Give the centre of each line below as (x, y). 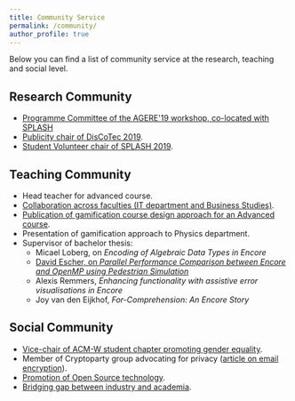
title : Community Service (57, 17)
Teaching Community (70, 174)
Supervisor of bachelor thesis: (77, 243)
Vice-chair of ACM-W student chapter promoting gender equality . (142, 349)
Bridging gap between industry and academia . (107, 387)
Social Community (61, 328)
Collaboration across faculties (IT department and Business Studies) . (148, 205)
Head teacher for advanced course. (88, 196)
